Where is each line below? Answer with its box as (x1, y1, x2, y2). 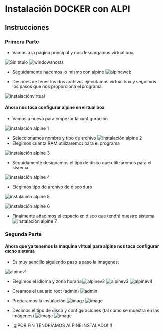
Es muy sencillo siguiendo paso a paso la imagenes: (12, 259, 119, 265)
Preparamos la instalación (12, 298, 66, 304)
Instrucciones (5, 23, 49, 32)
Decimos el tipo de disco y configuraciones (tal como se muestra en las (12, 307, 159, 314)
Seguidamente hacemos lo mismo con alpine (12, 69, 104, 75)
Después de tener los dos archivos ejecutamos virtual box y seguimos (12, 78, 157, 84)
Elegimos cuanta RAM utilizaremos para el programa (12, 140, 120, 146)
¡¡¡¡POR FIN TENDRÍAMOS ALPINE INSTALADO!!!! (12, 322, 113, 329)
